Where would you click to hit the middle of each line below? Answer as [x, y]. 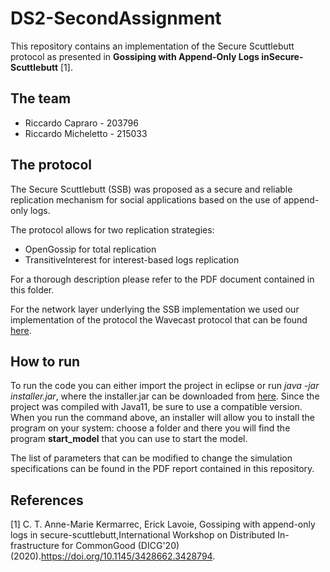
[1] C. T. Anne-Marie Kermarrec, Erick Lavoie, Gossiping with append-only [163, 524]
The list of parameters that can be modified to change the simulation [151, 458]
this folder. [32, 289]
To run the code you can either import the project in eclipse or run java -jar [165, 386]
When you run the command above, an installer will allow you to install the [163, 418]
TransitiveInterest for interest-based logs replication [132, 259]
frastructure [35, 546]
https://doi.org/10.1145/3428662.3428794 [127, 556]
